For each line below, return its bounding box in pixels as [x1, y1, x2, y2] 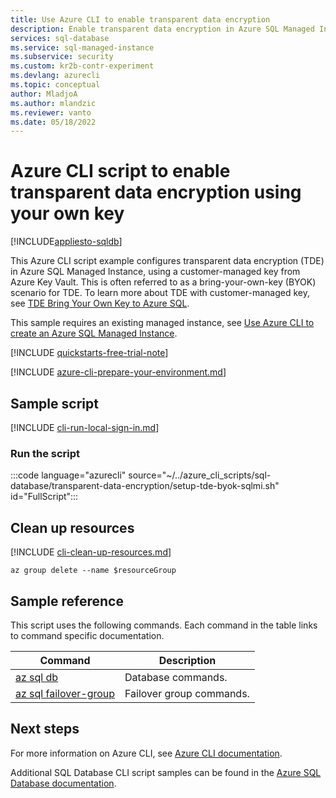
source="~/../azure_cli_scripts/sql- [128, 469, 272, 481]
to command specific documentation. [10, 629, 165, 641]
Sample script [10, 395, 99, 412]
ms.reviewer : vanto [10, 107, 92, 118]
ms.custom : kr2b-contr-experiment [10, 61, 155, 71]
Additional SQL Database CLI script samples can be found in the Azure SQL [10, 766, 322, 778]
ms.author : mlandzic [10, 98, 97, 108]
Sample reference [10, 592, 124, 610]
